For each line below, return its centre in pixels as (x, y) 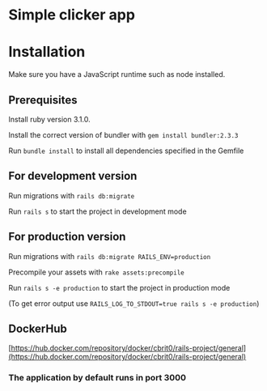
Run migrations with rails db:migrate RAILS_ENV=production (110, 256)
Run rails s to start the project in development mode (98, 211)
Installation (47, 52)
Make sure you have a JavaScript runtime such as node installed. (117, 74)
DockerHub (38, 328)
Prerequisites (43, 100)
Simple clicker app (72, 15)
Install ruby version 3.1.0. (49, 119)
